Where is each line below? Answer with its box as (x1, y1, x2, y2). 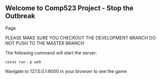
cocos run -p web (5, 59, 41, 64)
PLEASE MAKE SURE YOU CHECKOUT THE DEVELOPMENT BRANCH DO (5, 34, 156, 40)
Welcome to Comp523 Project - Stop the (5, 4, 133, 12)
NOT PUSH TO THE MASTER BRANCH (5, 40, 84, 46)
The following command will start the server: (5, 49, 97, 55)
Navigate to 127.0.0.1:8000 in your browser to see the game (5, 68, 127, 74)
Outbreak (5, 12, 35, 20)
